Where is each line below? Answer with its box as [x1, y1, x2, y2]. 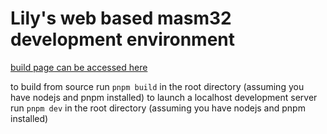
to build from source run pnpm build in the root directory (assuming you [10, 80, 305, 92]
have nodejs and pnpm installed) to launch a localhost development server [10, 91, 318, 103]
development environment [10, 28, 235, 51]
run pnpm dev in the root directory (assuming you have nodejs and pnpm [10, 102, 306, 114]
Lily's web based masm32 [10, 7, 232, 30]
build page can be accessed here [10, 61, 148, 73]
